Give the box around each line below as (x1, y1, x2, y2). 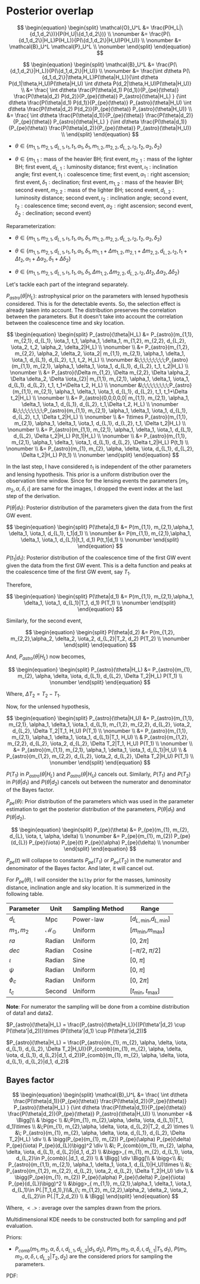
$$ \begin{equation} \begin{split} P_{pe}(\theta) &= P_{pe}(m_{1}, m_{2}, (11, 826, 189, 834)
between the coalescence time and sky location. (6, 320, 125, 327)
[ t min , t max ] (130, 987, 160, 996)
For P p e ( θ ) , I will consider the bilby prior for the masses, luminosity (6, 876, 171, 885)
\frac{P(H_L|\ (151, 24, 183, 31)
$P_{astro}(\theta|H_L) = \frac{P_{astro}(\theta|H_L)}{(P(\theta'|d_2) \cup (6, 1021, 186, 1028)
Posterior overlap (6, 4, 94, 18)
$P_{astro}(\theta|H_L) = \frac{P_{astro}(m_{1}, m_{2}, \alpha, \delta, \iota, (6, 1039, 188, 1046)
